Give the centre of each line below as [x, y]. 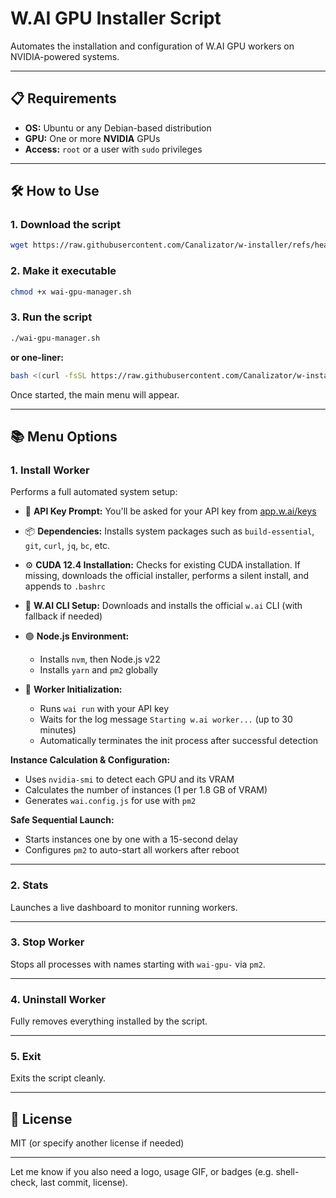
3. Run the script [51, 317]
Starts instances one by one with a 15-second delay [131, 839]
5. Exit [26, 1057]
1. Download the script [66, 225]
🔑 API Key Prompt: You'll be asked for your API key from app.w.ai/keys [170, 511]
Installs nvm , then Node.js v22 [100, 659]
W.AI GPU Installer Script [116, 18]
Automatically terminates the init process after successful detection [179, 741]
